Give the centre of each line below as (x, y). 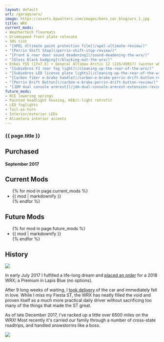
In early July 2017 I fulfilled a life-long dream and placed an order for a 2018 (81, 275)
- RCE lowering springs (29, 96)
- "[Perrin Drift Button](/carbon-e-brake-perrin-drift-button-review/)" (82, 82)
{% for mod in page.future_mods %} (49, 229)
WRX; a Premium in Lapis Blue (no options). (49, 280)
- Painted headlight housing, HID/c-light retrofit (59, 101)
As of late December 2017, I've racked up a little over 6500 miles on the (77, 315)
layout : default (21, 10)
